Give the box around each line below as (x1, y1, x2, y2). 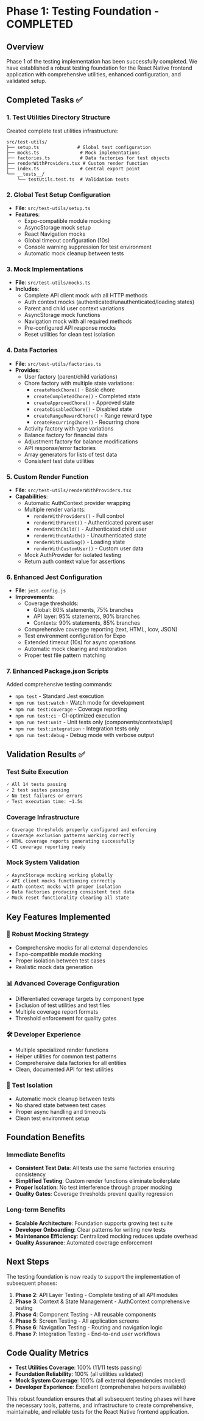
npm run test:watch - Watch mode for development (15, 699, 145, 707)
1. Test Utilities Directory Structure (6, 113, 111, 122)
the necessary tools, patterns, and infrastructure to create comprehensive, (6, 1401, 194, 1409)
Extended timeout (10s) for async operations (24, 639, 136, 646)
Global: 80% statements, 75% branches (33, 606, 134, 614)
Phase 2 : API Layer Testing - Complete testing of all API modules (15, 1291, 178, 1298)
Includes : (15, 285, 40, 293)
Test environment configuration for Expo (24, 632, 126, 639)
